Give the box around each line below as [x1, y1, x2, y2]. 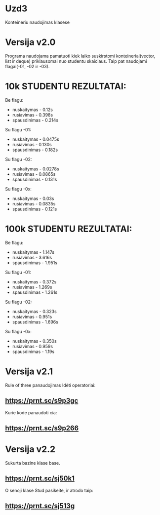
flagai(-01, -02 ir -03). [5, 63, 50, 69]
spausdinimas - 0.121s [12, 206, 57, 212]
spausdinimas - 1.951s [12, 260, 58, 266]
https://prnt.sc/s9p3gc [5, 396, 79, 405]
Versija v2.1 [5, 366, 53, 377]
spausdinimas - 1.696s [12, 319, 58, 325]
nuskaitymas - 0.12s [12, 107, 53, 113]
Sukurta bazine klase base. [5, 460, 60, 466]
